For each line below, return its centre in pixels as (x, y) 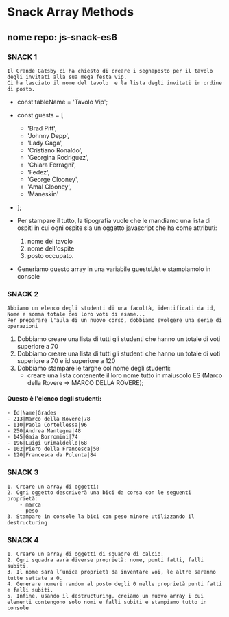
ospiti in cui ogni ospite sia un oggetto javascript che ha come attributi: (117, 228)
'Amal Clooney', (49, 187)
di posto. (21, 89)
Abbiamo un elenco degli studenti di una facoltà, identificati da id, (111, 308)
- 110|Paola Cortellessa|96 (47, 425)
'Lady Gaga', (45, 143)
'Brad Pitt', (42, 128)
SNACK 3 (23, 472)
